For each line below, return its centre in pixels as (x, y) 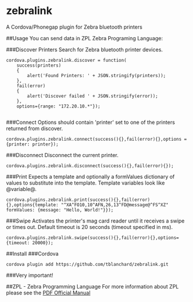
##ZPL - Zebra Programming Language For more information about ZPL (92, 286)
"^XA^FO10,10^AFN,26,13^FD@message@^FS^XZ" (115, 205)
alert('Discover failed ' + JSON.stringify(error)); (93, 96)
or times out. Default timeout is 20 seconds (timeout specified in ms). (89, 227)
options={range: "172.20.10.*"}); (58, 106)
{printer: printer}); (32, 144)
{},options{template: (32, 205)
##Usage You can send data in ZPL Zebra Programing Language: (85, 38)
